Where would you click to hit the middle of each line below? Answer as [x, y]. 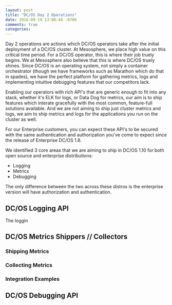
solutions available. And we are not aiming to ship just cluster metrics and [83, 109]
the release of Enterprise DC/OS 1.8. [44, 140]
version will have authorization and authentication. [59, 192]
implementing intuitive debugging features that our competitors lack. [78, 82]
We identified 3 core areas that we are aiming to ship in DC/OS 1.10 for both [85, 150]
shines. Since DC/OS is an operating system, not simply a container [77, 66]
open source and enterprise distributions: [49, 156]
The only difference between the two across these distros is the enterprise [84, 187]
